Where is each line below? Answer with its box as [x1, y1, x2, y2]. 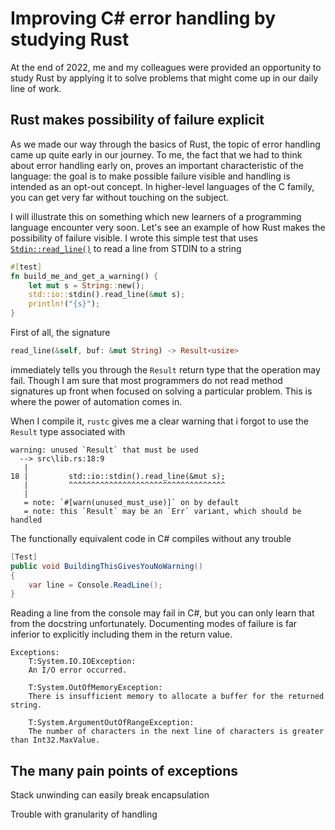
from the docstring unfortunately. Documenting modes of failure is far [10, 618, 298, 630]
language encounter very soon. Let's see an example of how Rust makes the [10, 221, 326, 233]
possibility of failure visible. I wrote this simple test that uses [10, 232, 258, 244]
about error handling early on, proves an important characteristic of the [10, 159, 304, 171]
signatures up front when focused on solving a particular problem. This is [10, 385, 313, 397]
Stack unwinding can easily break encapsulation [10, 789, 210, 801]
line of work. [10, 82, 62, 94]
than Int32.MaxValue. [10, 735, 101, 746]
